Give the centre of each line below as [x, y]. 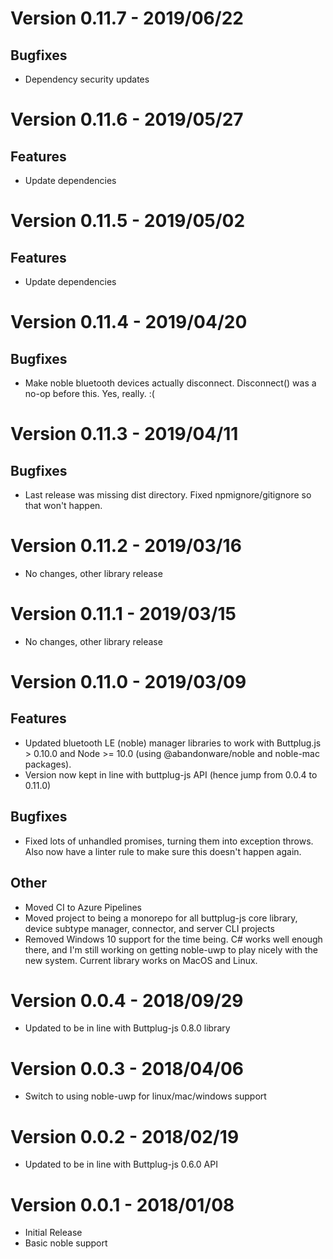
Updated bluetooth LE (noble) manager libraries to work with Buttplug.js [173, 743]
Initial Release [53, 1233]
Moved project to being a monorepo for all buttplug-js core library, [161, 918]
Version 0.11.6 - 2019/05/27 [127, 119]
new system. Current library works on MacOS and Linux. [141, 960]
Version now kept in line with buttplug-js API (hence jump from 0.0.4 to [171, 774]
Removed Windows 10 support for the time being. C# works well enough [173, 939]
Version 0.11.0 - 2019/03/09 [128, 682]
